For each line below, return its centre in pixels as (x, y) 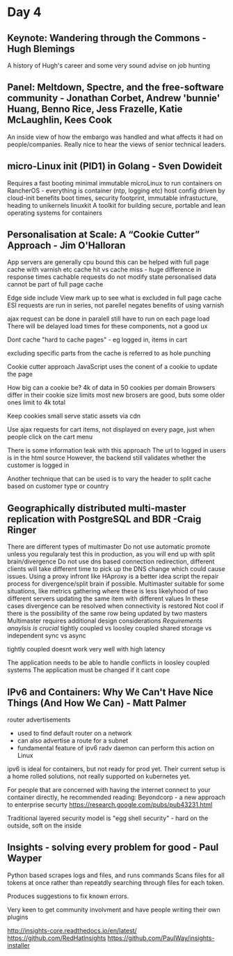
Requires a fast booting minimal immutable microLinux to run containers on (115, 183)
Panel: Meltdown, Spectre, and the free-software (115, 88)
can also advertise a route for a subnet (73, 741)
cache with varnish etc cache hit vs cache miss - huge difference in (104, 270)
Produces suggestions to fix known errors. (68, 896)
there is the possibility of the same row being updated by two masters (107, 614)
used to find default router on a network (74, 734)
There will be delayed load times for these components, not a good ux (107, 326)
